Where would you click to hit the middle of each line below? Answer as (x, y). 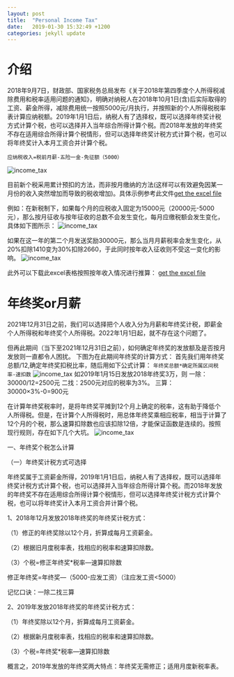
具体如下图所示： (32, 226)
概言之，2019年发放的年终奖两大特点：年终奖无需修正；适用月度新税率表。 (115, 667)
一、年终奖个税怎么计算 (41, 447)
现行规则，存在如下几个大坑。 (50, 433)
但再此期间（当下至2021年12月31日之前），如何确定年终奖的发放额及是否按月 (117, 348)
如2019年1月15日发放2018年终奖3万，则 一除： (141, 374)
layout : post (26, 14)
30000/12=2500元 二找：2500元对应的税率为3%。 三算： (91, 383)
